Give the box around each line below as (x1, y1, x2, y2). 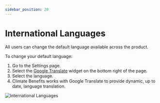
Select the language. (12, 73, 53, 79)
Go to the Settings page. (12, 62, 61, 68)
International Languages (5, 28, 106, 39)
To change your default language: (5, 53, 73, 59)
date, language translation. (12, 83, 66, 89)
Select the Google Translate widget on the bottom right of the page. (12, 68, 147, 74)
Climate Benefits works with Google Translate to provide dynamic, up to (12, 78, 156, 84)
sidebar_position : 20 (5, 7, 49, 12)
